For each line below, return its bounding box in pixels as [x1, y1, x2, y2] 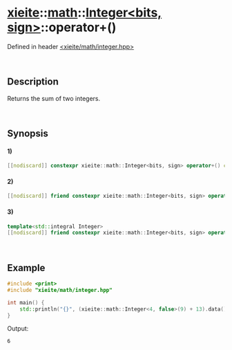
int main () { [7, 299, 45, 306]
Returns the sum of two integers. [7, 94, 101, 102]
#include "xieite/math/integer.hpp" [7, 286, 113, 293]
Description [7, 76, 59, 88]
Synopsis [7, 128, 48, 140]
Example [7, 261, 46, 274]
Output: [7, 324, 29, 333]
